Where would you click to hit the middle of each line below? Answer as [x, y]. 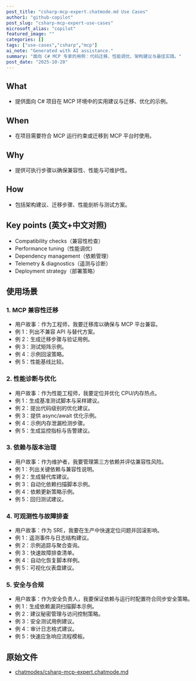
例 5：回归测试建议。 [41, 499]
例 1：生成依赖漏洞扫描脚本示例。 [56, 607]
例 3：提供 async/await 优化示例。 [57, 415]
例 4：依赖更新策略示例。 [46, 492]
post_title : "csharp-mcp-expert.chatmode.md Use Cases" [77, 12]
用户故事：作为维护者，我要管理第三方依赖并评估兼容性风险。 [91, 462]
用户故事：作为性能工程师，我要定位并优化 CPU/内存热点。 [87, 393]
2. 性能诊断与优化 [31, 379]
